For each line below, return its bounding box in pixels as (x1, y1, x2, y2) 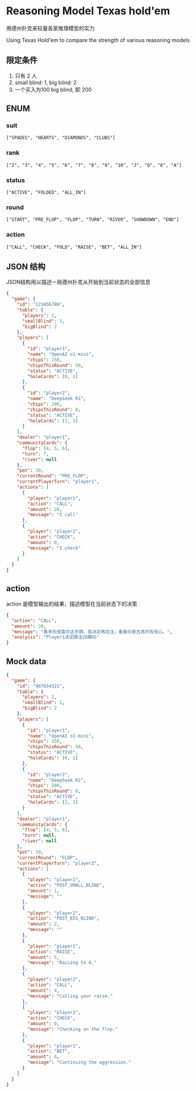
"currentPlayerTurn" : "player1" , (17, 479, 100, 485)
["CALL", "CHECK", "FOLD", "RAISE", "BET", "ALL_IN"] (6, 244, 143, 250)
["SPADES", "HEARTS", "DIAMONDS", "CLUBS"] (6, 135, 116, 141)
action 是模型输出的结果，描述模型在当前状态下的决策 (6, 600, 138, 607)
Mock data (6, 656, 46, 666)
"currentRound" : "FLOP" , (17, 854, 78, 861)
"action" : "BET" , (27, 1048, 70, 1054)
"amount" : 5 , (27, 954, 60, 960)
